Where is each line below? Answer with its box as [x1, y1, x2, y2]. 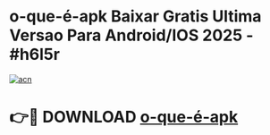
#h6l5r [9, 45, 61, 64]
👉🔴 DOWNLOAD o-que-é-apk [9, 107, 239, 127]
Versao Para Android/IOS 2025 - [9, 25, 254, 46]
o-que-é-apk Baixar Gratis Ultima [9, 6, 262, 27]
